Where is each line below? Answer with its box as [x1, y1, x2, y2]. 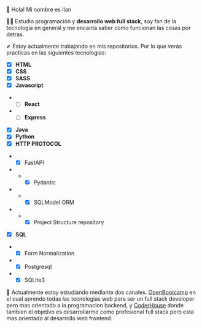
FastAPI [24, 159, 44, 166]
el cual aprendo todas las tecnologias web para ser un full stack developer [6, 295, 195, 303]
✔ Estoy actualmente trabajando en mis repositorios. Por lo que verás [6, 43, 182, 50]
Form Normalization [24, 249, 75, 257]
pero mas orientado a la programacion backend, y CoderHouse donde [6, 302, 184, 309]
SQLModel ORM [33, 198, 75, 206]
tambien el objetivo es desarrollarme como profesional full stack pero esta [6, 308, 195, 315]
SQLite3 [24, 276, 45, 284]
